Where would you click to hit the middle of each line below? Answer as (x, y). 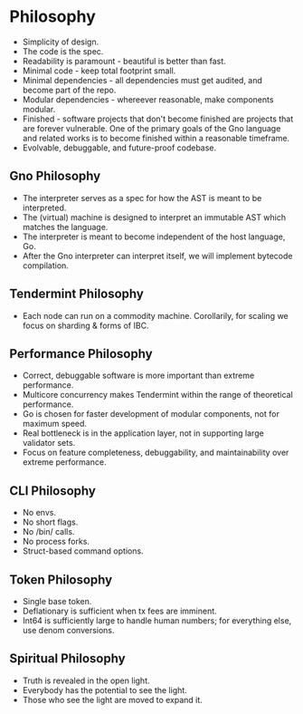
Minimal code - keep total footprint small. (99, 71)
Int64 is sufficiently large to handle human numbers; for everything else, (157, 621)
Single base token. (57, 601)
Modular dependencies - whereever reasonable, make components (148, 99)
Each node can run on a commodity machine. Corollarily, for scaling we (156, 315)
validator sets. (49, 443)
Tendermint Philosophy (77, 294)
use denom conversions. (68, 630)
